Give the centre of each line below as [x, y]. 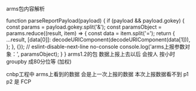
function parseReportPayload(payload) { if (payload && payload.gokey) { [96, 21]
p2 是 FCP [19, 81]
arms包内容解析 [26, 9]
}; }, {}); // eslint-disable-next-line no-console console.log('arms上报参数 [96, 47]
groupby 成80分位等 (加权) [39, 62]
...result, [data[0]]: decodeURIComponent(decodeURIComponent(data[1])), [98, 40]
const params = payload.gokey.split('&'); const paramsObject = [84, 27]
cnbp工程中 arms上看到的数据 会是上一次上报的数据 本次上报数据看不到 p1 [97, 74]
